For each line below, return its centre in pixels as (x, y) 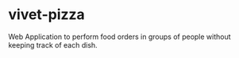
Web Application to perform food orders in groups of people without (120, 37)
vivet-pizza (46, 15)
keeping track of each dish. (53, 44)
